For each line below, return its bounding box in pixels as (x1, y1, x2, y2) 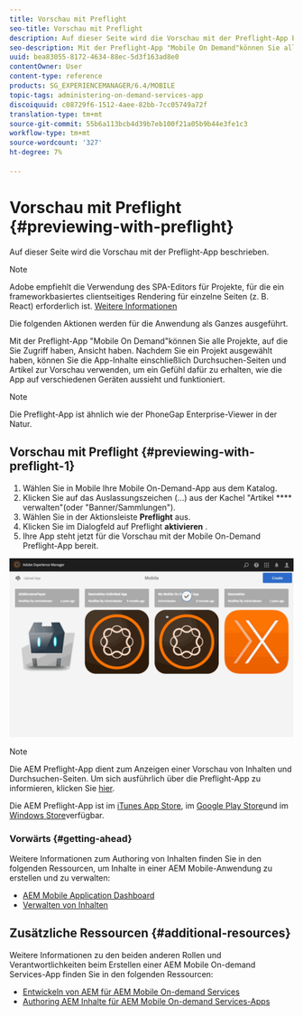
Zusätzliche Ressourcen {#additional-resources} (9, 926, 291, 941)
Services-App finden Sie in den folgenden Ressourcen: (9, 968, 214, 979)
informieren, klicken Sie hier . (9, 783, 115, 794)
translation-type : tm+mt (9, 109, 103, 119)
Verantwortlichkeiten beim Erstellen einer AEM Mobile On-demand (9, 959, 256, 970)
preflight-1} (9, 458, 75, 474)
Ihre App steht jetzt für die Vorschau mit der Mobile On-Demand (22, 531, 262, 541)
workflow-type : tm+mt (9, 129, 91, 138)
